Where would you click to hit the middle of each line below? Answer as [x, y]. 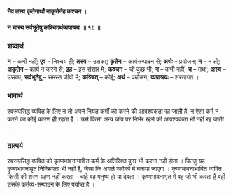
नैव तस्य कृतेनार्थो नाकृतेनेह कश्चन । [47, 11]
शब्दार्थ [15, 46]
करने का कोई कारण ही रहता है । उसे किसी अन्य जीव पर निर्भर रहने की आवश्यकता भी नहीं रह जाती [115, 119]
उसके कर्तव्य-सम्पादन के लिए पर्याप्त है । [51, 184]
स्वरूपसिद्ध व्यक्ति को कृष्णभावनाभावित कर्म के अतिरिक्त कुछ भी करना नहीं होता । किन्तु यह [106, 161]
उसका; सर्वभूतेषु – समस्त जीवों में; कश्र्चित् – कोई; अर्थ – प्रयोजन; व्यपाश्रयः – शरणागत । [103, 77]
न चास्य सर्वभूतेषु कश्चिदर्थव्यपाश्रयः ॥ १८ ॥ [54, 28]
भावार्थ [15, 96]
